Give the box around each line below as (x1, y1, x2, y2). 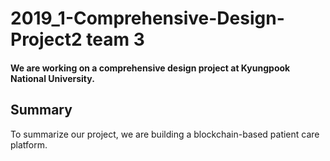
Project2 (10, 28, 83, 51)
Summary (10, 102, 73, 119)
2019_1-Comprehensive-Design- (10, 7, 285, 30)
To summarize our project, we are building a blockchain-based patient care (10, 128, 320, 140)
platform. (10, 138, 48, 151)
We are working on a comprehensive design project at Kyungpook (10, 62, 291, 74)
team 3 (86, 28, 145, 51)
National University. (10, 72, 95, 84)
